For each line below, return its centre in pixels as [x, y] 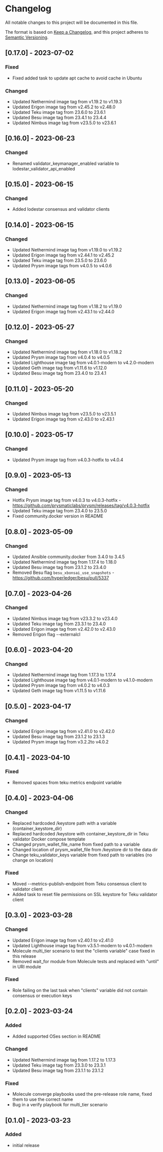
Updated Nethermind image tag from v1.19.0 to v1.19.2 [67, 249]
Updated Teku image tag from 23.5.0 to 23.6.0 [59, 260]
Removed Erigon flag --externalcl [46, 634]
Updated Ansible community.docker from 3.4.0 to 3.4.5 [68, 557]
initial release [26, 1145]
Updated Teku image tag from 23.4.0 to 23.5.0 [60, 511]
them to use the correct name [43, 1099]
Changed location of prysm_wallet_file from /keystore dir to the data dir [85, 849]
